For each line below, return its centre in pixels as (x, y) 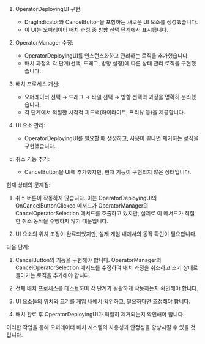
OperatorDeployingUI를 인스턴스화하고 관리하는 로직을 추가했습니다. (107, 56)
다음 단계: (18, 247)
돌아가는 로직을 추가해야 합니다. (53, 275)
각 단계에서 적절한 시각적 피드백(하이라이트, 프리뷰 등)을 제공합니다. (105, 112)
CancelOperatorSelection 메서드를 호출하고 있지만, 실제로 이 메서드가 (99, 213)
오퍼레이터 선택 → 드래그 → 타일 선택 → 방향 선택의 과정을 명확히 (102, 97)
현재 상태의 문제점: (28, 185)
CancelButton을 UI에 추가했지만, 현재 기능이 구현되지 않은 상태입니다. (108, 172)
